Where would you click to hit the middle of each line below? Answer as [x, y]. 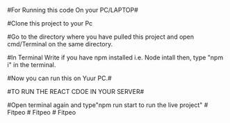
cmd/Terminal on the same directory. [60, 44]
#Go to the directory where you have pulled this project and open [101, 37]
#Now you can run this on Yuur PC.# [60, 78]
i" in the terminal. [32, 65]
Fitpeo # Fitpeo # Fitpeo [42, 112]
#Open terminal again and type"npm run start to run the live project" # [108, 105]
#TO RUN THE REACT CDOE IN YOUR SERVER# [76, 92]
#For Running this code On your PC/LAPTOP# [73, 10]
